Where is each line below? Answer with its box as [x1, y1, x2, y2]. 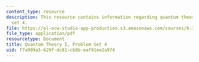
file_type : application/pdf [6, 31, 76, 37]
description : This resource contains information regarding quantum [6, 14, 179, 20]
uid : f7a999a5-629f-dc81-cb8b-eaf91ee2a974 [6, 47, 115, 53]
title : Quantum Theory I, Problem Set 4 [6, 42, 108, 48]
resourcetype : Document [6, 36, 65, 42]
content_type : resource [6, 8, 65, 15]
